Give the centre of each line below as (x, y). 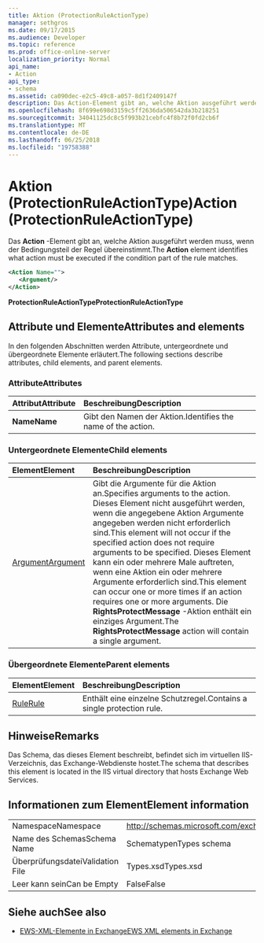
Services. (24, 780)
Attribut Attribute (44, 404)
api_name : (24, 67)
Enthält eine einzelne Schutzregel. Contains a (165, 698)
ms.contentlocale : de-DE (49, 132)
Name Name (35, 422)
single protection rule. (123, 708)
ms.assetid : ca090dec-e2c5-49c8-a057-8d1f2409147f (93, 96)
